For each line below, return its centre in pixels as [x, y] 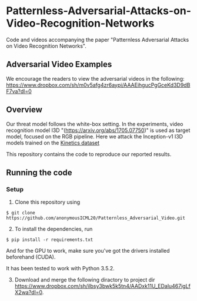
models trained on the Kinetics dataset [53, 143]
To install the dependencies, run [54, 229]
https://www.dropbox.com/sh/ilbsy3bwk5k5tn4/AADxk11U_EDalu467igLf [103, 286]
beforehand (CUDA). [31, 257]
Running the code [39, 172]
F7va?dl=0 [19, 91]
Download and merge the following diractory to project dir [85, 280]
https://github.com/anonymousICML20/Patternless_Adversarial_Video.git [96, 218]
